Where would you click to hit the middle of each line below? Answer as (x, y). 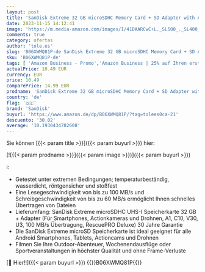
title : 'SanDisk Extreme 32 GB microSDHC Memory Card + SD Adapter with (101, 18)
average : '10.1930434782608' (43, 126)
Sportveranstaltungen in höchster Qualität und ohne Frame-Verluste (100, 251)
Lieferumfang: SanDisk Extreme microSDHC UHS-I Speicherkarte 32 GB (106, 212)
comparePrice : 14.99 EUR (38, 86)
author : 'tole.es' (30, 46)
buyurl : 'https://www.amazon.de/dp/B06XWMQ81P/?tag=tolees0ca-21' (92, 114)
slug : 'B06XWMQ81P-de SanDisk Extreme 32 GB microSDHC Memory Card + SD (101, 52)
